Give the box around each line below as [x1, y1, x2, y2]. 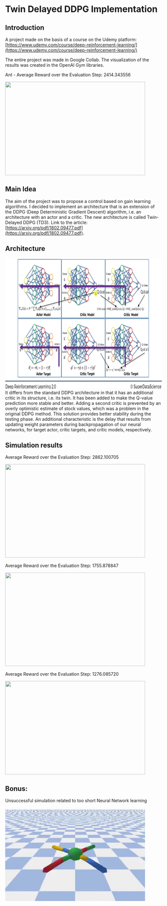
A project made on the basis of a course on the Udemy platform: [5, 36, 137, 42]
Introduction [5, 23, 45, 32]
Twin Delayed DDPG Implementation [5, 3, 158, 15]
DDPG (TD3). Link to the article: [23, 219, 88, 225]
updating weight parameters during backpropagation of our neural [5, 421, 141, 427]
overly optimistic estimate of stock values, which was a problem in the [5, 405, 149, 411]
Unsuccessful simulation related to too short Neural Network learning [5, 798, 148, 804]
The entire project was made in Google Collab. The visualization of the [5, 57, 149, 63]
